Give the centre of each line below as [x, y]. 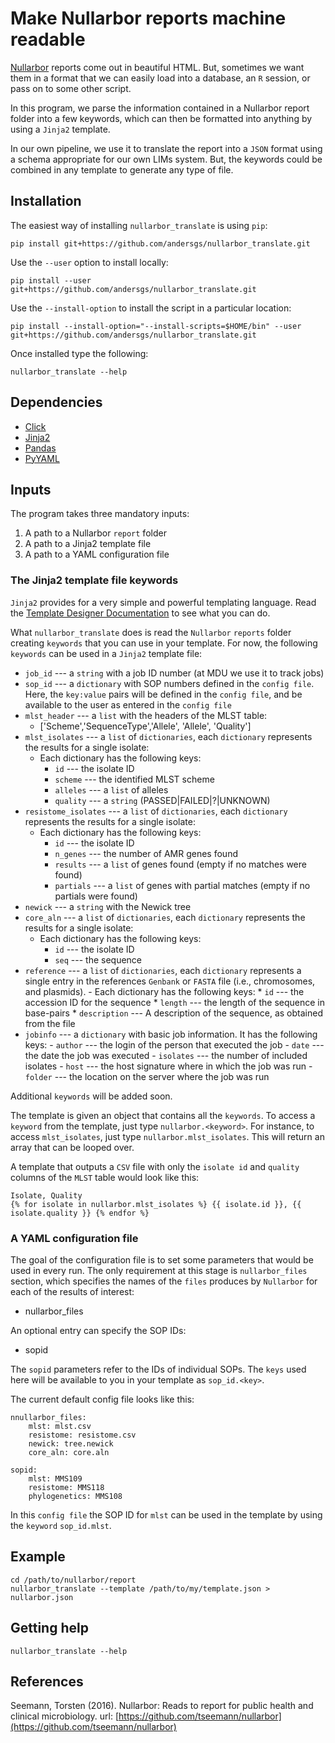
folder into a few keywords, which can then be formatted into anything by [161, 118]
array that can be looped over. [72, 1147]
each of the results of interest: [72, 1291]
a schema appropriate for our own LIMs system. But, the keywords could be [166, 159]
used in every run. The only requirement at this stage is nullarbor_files [159, 1270]
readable [48, 39]
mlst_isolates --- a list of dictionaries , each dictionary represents [168, 736]
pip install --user [51, 280]
